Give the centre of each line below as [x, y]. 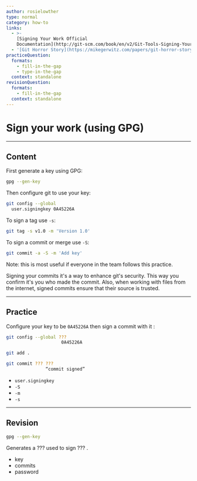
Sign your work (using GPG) [75, 128]
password [27, 472]
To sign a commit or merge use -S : [48, 242]
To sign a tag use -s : [31, 220]
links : [14, 28]
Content [21, 157]
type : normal [22, 17]
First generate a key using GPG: [45, 171]
